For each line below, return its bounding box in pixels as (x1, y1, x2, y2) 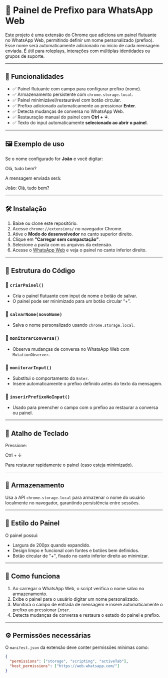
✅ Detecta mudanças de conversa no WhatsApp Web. (12, 108, 124, 114)
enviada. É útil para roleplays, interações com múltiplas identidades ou (5, 48, 150, 54)
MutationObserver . (12, 351, 50, 357)
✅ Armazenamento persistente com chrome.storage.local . (12, 91, 133, 97)
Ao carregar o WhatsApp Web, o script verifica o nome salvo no (12, 585, 144, 591)
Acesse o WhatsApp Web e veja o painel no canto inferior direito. (12, 247, 147, 253)
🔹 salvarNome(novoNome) (5, 311, 62, 318)
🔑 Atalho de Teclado (5, 429, 69, 438)
